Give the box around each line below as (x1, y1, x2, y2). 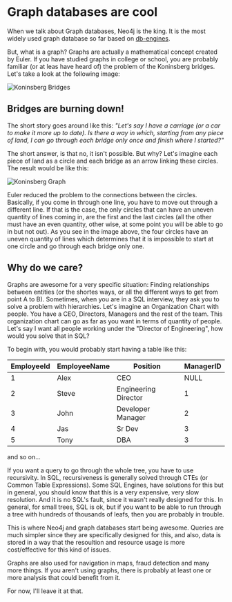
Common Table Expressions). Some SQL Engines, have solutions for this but (7, 481, 224, 489)
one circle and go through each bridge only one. (7, 242, 145, 250)
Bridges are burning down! (7, 103, 124, 114)
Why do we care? (7, 262, 84, 274)
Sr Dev (116, 423, 139, 433)
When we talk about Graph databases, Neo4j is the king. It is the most (7, 27, 206, 35)
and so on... (7, 452, 41, 461)
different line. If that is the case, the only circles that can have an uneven (7, 205, 214, 214)
